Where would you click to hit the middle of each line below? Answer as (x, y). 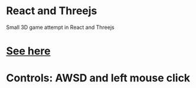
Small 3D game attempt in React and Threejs (60, 27)
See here (28, 51)
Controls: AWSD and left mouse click (98, 78)
